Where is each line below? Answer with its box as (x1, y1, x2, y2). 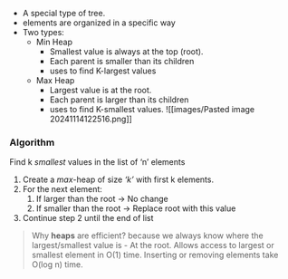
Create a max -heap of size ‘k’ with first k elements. (22, 174, 215, 185)
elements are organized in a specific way (22, 17, 177, 28)
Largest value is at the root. (49, 85, 152, 95)
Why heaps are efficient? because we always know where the (31, 230, 264, 241)
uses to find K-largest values (49, 65, 157, 76)
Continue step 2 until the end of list (22, 213, 154, 224)
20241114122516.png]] (49, 113, 133, 124)
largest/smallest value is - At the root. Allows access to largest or (31, 240, 274, 251)
